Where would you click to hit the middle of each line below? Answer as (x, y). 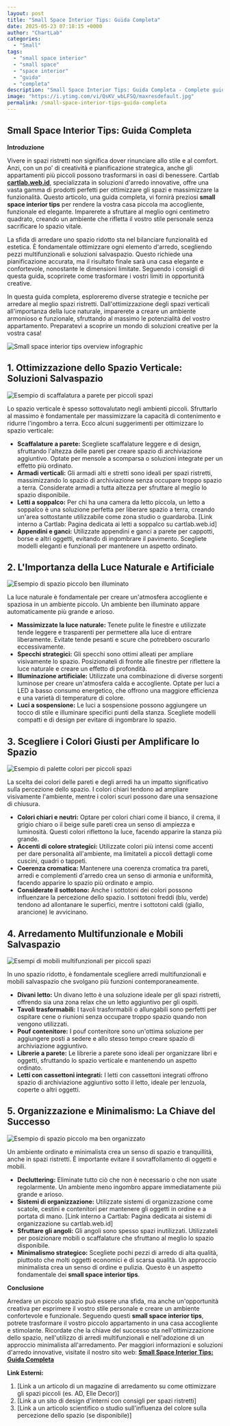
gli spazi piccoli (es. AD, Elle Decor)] (68, 1393)
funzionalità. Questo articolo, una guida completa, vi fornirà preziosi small (111, 197)
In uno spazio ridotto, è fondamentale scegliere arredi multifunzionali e (107, 974)
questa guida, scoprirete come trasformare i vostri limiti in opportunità (106, 276)
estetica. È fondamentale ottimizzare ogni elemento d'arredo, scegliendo (110, 246)
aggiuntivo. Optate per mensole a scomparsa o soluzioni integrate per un (120, 458)
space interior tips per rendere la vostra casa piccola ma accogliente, (106, 204)
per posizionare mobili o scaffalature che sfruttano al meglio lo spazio (115, 1238)
